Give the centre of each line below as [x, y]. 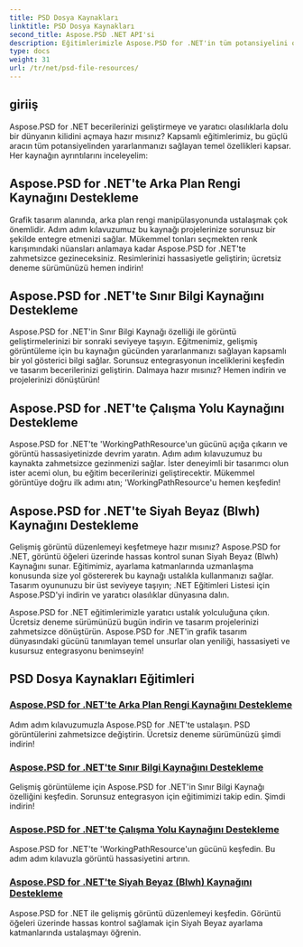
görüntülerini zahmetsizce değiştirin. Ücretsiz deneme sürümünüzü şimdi [145, 734]
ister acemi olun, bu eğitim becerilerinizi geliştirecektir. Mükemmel [132, 473]
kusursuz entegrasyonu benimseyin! [77, 651]
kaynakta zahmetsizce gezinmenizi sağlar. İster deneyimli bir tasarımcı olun [149, 464]
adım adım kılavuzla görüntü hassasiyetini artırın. [100, 858]
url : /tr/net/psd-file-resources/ [74, 69]
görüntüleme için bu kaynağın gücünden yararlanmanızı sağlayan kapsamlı [148, 351]
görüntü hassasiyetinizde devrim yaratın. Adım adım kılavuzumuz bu [136, 454]
